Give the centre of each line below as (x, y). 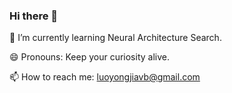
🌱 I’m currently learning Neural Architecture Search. (115, 38)
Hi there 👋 (34, 16)
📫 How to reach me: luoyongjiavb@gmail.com (105, 77)
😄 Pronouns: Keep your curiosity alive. (89, 57)
